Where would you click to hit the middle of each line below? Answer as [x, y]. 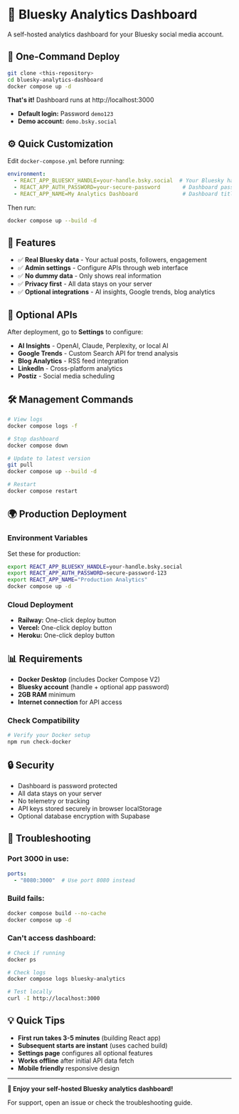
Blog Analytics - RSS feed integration [73, 361]
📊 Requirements [45, 659]
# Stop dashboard [33, 439]
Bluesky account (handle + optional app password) [93, 687]
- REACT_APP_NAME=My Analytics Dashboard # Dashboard [116, 194]
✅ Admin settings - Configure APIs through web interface [103, 268]
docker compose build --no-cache [57, 913]
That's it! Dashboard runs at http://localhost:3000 [81, 100]
